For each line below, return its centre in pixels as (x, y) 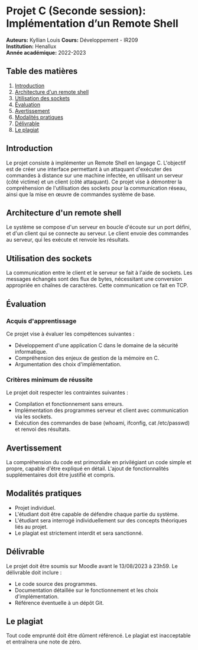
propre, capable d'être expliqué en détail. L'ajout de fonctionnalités (87, 468)
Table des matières (42, 72)
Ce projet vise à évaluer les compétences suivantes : (70, 334)
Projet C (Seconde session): (76, 11)
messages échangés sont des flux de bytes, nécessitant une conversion (94, 279)
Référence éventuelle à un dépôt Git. (59, 603)
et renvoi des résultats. (43, 429)
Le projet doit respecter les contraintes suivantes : (67, 392)
